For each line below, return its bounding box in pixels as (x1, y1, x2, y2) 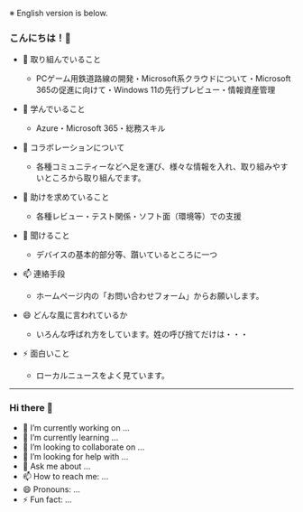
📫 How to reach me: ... (22, 470, 109, 481)
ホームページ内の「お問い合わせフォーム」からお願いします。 (35, 291, 264, 302)
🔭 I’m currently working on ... (22, 422, 130, 433)
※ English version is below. (9, 8, 108, 18)
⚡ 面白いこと (22, 348, 70, 359)
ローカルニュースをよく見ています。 (35, 370, 170, 381)
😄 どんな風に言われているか (22, 310, 128, 321)
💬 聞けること (22, 230, 70, 241)
